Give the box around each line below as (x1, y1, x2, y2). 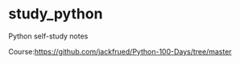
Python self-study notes (8, 31, 89, 41)
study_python (8, 5, 103, 23)
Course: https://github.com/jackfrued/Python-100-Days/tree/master (8, 46, 232, 56)
